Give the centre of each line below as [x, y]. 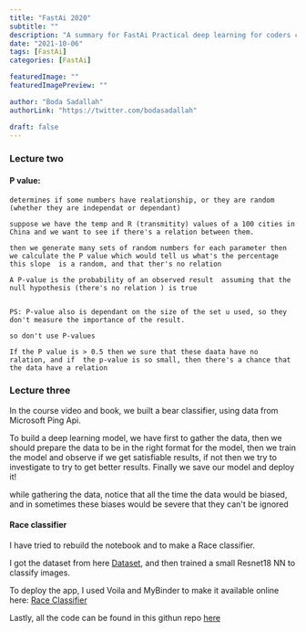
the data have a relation [58, 368]
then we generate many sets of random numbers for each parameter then [148, 248]
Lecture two [36, 159]
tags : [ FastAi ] [38, 52]
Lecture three [40, 391]
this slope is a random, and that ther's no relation [116, 264]
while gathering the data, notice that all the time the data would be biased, [148, 494]
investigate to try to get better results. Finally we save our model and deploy [152, 467]
